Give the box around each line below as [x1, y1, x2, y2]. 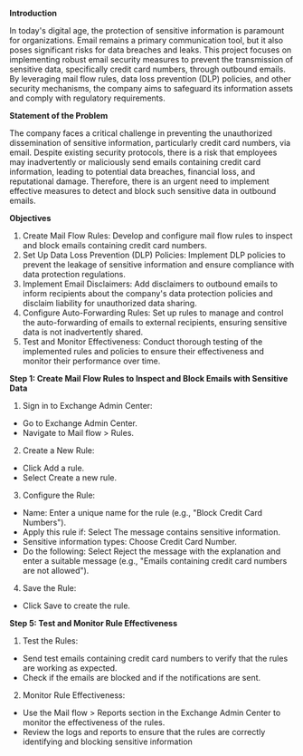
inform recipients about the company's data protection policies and [22, 288, 273, 298]
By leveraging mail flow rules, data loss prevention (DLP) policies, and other [9, 73, 291, 84]
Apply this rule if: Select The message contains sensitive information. [22, 527, 280, 538]
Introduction [9, 8, 57, 18]
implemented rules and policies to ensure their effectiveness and [22, 346, 265, 356]
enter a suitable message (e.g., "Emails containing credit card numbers [22, 556, 288, 566]
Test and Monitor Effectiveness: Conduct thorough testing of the [22, 336, 263, 347]
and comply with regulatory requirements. [9, 92, 166, 103]
